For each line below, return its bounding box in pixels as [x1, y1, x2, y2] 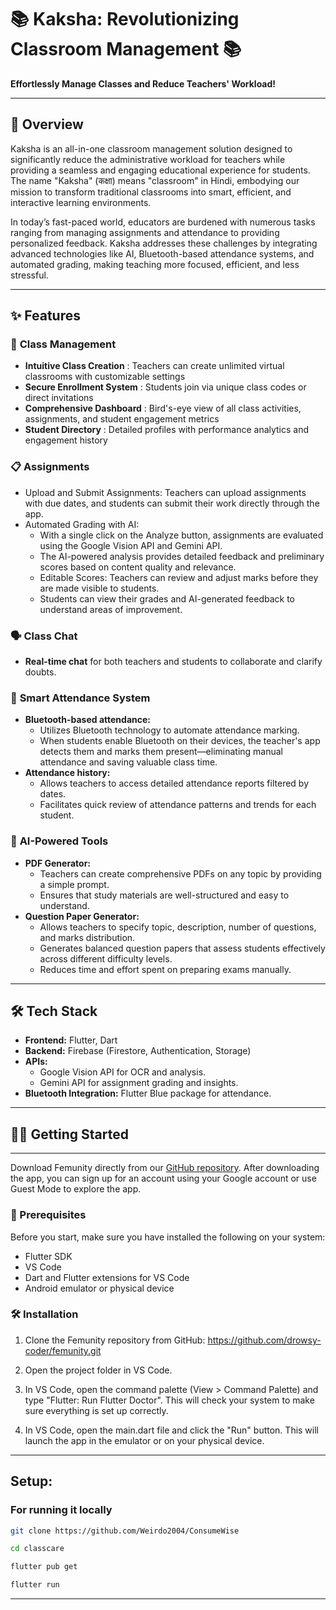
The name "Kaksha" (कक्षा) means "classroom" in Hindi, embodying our [10, 174, 300, 186]
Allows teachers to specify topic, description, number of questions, [39, 921, 317, 933]
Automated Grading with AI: [24, 518, 140, 530]
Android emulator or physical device [24, 1282, 175, 1294]
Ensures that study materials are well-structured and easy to [39, 889, 290, 901]
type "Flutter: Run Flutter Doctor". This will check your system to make [24, 1394, 315, 1406]
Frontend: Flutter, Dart [24, 1034, 118, 1046]
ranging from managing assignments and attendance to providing [10, 226, 280, 238]
